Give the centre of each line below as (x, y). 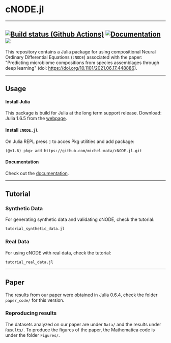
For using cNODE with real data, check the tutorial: (58, 252)
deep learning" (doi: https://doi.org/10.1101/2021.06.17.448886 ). (71, 68)
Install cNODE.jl (22, 130)
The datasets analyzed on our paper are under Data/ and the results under (83, 324)
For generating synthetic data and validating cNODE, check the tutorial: (80, 219)
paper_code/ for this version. (35, 300)
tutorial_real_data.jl (29, 262)
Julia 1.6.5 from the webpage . (36, 119)
